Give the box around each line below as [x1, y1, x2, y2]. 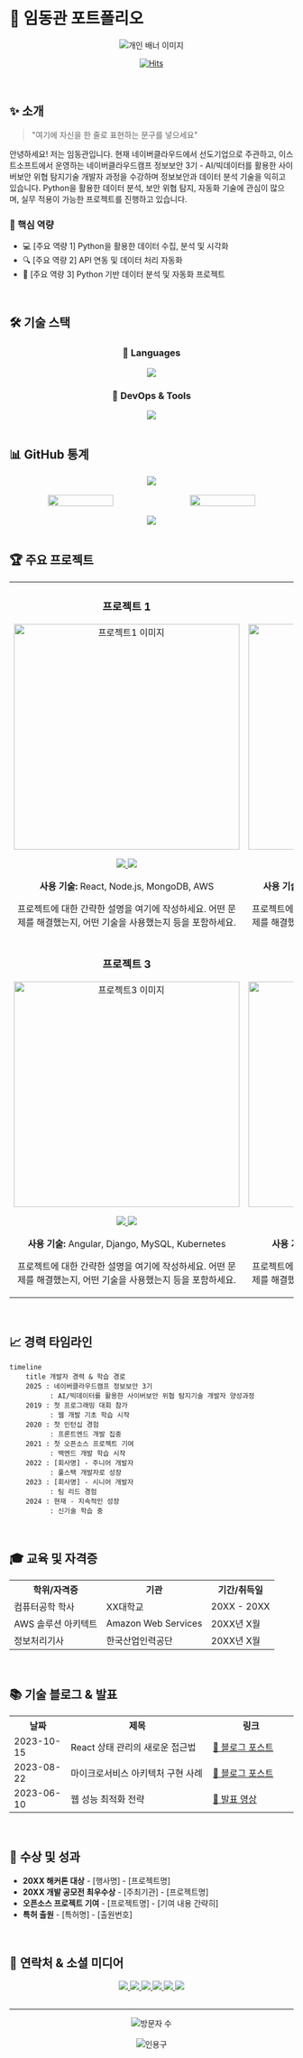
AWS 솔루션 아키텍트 [14, 1618, 97, 1630]
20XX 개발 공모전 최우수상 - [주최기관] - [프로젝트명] [22, 1887, 209, 1897]
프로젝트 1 [102, 599, 151, 614]
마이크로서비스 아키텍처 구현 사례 [70, 1767, 203, 1779]
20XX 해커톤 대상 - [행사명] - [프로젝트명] [22, 1875, 171, 1886]
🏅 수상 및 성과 [9, 1850, 81, 1865]
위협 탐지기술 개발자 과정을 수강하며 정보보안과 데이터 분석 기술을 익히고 [32, 171, 287, 181]
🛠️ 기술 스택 [9, 315, 70, 330]
